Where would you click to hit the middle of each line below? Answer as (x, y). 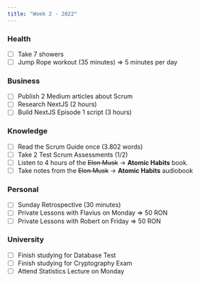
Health (19, 38)
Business (24, 81)
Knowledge (28, 131)
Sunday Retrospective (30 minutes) (69, 205)
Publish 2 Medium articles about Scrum (75, 96)
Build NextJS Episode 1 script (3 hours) (75, 112)
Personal (23, 190)
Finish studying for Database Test (67, 255)
